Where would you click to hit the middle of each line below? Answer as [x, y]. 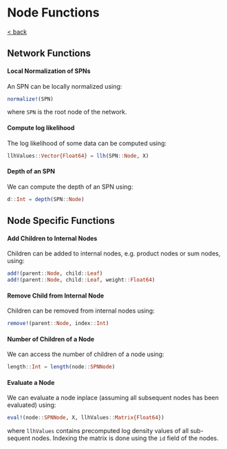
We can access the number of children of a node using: [86, 354]
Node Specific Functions [61, 221]
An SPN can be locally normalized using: [65, 86]
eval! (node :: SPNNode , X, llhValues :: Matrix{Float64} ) [86, 418]
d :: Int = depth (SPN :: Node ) [46, 199]
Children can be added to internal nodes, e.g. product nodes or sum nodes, [114, 253]
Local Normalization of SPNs [49, 71]
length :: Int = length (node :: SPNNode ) [61, 367]
